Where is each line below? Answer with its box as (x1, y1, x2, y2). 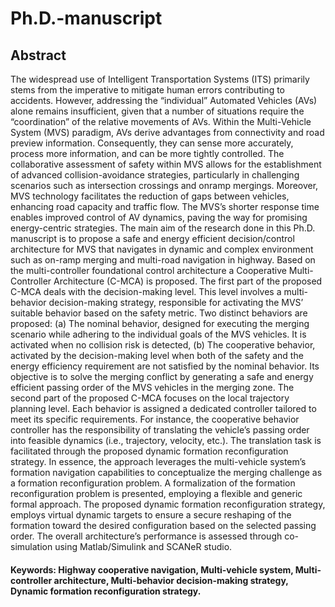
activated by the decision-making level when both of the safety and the (10, 350, 304, 361)
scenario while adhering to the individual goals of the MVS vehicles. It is (10, 328, 307, 340)
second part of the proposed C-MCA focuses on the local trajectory (10, 392, 290, 404)
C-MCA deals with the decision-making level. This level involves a (10, 286, 282, 297)
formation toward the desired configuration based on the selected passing (10, 520, 317, 531)
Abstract (10, 47, 67, 64)
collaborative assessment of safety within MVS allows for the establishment (10, 158, 322, 170)
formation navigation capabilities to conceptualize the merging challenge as (10, 467, 323, 478)
